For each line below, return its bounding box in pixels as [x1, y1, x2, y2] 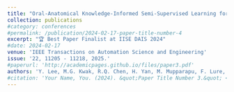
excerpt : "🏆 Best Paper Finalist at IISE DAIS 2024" [7, 36, 166, 43]
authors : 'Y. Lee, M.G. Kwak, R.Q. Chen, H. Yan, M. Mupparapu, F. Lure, [7, 68, 226, 75]
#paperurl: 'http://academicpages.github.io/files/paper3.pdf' [7, 62, 195, 68]
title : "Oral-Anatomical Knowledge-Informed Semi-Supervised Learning [7, 10, 217, 17]
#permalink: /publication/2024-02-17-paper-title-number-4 [7, 29, 182, 37]
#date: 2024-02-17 [7, 42, 61, 49]
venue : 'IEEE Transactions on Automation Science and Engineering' [7, 49, 208, 56]
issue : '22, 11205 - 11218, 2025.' [7, 55, 111, 62]
